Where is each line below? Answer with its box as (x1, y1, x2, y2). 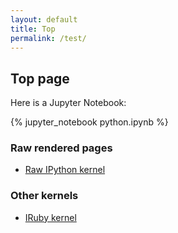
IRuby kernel (24, 211, 77, 223)
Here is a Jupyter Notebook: (10, 97, 127, 109)
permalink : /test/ (10, 33, 87, 43)
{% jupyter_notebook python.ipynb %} (10, 116, 169, 128)
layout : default (10, 14, 78, 25)
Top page (10, 70, 70, 87)
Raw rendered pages (10, 141, 113, 155)
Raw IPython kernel (24, 164, 106, 176)
